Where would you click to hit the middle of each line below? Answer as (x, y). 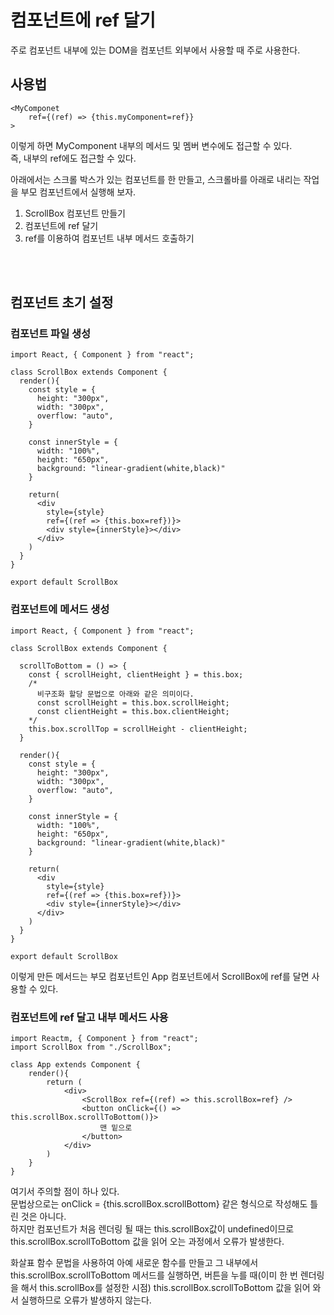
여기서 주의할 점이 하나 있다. (65, 1192)
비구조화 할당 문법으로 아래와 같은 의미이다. (115, 694)
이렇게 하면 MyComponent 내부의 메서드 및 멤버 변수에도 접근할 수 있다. (151, 145)
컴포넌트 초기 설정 (62, 302)
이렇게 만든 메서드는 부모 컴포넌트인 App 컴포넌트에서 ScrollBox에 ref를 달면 (160, 976)
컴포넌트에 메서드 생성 (60, 609)
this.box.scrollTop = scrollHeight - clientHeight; (138, 729)
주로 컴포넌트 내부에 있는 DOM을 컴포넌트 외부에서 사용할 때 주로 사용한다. (155, 50)
